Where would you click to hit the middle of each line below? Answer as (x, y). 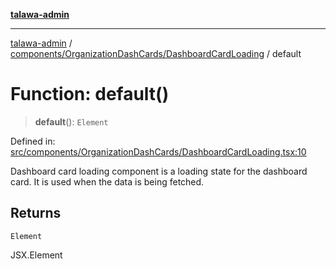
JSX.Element (36, 255)
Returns (36, 213)
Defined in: (33, 141)
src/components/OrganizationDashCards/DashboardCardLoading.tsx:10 (158, 151)
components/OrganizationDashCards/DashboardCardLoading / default (156, 53)
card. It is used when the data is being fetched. (107, 181)
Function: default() (90, 94)
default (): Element (71, 121)
